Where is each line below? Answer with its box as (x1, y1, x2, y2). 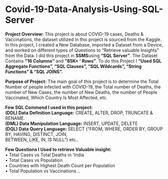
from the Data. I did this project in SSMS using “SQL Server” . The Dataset (5, 52, 158, 59)
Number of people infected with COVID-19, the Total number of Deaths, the (5, 83, 161, 89)
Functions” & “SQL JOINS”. (5, 68, 63, 74)
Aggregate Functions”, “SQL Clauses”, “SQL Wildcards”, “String (5, 63, 142, 69)
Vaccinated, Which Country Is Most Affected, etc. (5, 95, 108, 101)
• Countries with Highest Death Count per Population (5, 162, 115, 168)
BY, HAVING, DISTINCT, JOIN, (5, 131, 68, 137)
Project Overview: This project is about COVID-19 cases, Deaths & (5, 31, 144, 37)
